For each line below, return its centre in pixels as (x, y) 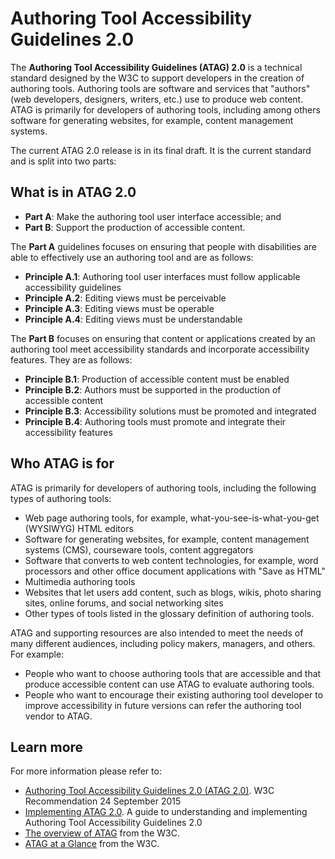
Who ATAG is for (62, 463)
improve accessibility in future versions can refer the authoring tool (163, 705)
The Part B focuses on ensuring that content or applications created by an (163, 338)
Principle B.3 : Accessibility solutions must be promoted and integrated (170, 411)
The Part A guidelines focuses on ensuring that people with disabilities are (163, 246)
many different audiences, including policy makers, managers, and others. (163, 643)
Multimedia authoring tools (80, 581)
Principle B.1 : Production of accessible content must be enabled (157, 379)
